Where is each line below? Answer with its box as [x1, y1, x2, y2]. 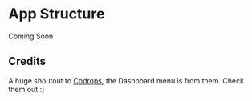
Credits [8, 55, 47, 68]
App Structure [8, 5, 105, 23]
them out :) [8, 84, 45, 94]
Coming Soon [8, 31, 54, 41]
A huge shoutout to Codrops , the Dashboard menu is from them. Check [8, 75, 245, 85]
